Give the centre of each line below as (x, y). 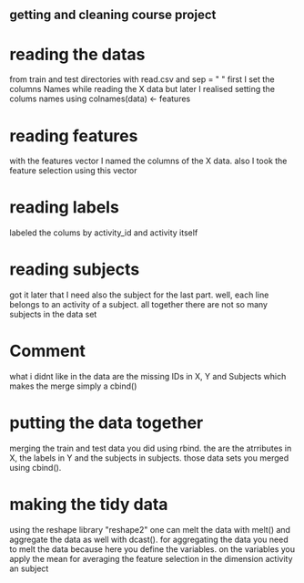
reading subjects (75, 270)
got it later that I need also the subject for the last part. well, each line (139, 295)
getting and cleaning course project (113, 15)
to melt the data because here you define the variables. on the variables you (152, 549)
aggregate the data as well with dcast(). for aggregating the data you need (149, 539)
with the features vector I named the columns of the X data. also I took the (148, 161)
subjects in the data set (53, 315)
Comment (48, 351)
